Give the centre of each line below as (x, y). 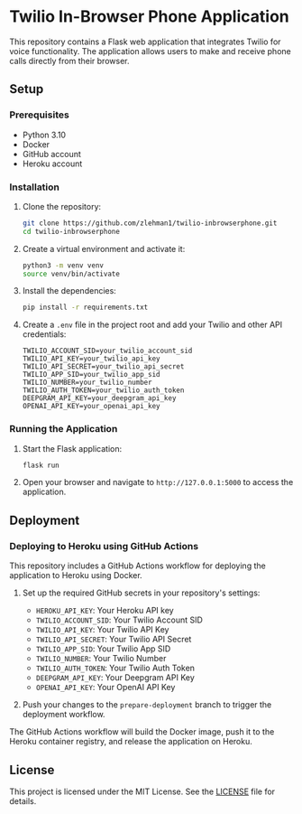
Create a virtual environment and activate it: (104, 248)
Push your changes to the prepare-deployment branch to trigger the (147, 705)
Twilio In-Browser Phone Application (150, 17)
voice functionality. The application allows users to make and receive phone (150, 51)
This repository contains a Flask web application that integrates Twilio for (145, 42)
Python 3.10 (44, 135)
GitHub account (51, 154)
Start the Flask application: (72, 448)
